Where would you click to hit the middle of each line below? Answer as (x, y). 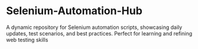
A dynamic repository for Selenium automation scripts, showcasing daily (94, 27)
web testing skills (27, 40)
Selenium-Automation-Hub (74, 11)
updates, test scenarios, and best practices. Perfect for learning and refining (99, 33)
